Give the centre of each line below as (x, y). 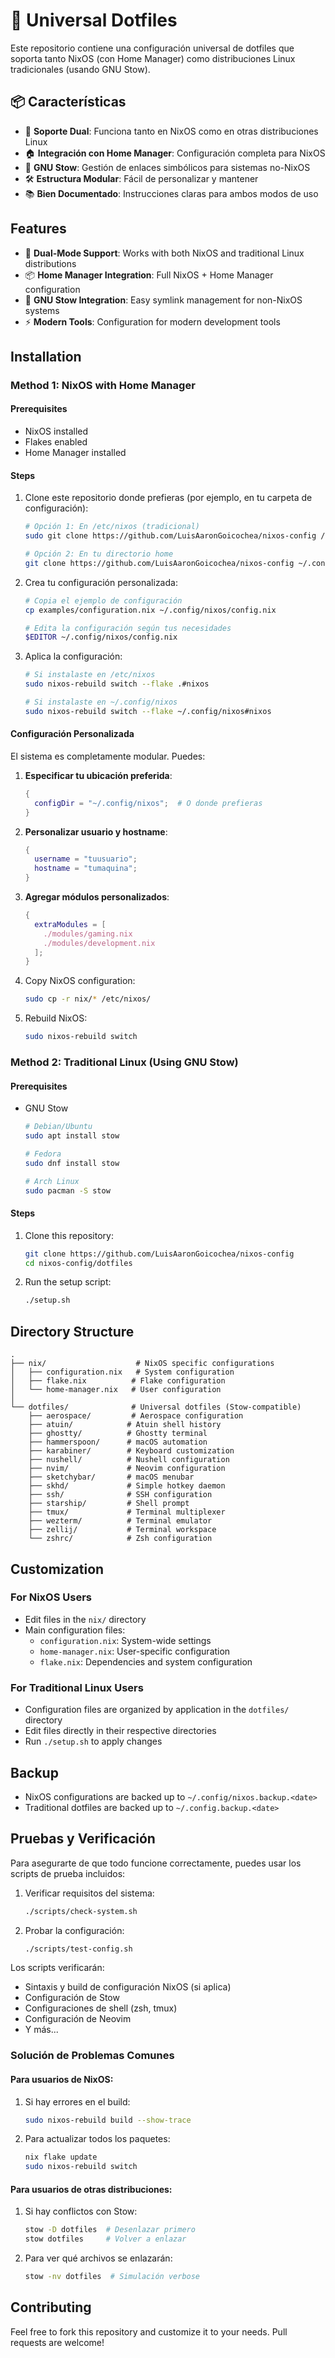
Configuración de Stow (72, 1998)
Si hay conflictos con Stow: (81, 2211)
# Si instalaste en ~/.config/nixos (101, 702)
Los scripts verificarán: (57, 1968)
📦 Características (68, 102)
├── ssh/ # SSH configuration (120, 1495)
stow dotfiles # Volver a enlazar (105, 2239)
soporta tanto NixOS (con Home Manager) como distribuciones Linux (153, 58)
